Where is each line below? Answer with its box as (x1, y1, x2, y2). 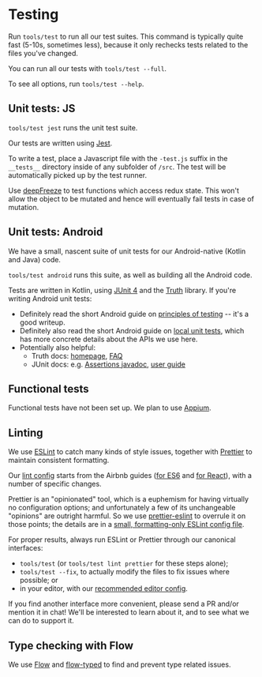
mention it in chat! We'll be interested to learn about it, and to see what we (8, 607, 250, 617)
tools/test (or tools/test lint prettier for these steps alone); (19, 559, 229, 568)
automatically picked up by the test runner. (8, 170, 148, 179)
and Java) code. (8, 254, 62, 264)
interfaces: (8, 543, 43, 553)
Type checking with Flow (8, 638, 134, 653)
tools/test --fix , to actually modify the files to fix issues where (19, 567, 230, 577)
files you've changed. (8, 48, 79, 58)
